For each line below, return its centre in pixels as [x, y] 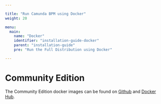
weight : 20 [16, 18]
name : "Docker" [29, 36]
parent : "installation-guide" [45, 45]
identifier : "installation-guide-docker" [56, 41]
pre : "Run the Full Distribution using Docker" [63, 50]
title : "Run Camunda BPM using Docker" [46, 14]
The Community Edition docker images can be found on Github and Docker [80, 91]
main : [15, 32]
